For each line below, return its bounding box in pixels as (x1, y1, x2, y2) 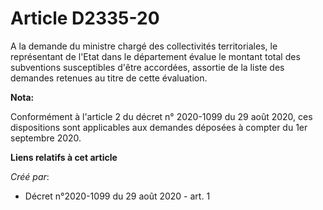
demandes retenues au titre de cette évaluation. (10, 72, 208, 84)
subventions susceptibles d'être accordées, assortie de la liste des (10, 61, 285, 73)
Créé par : (10, 170, 50, 182)
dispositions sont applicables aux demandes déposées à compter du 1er (10, 121, 308, 133)
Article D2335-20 (10, 7, 160, 30)
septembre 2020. (10, 132, 82, 144)
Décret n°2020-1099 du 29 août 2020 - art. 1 (24, 190, 211, 202)
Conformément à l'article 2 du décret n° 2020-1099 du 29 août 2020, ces (10, 110, 313, 122)
